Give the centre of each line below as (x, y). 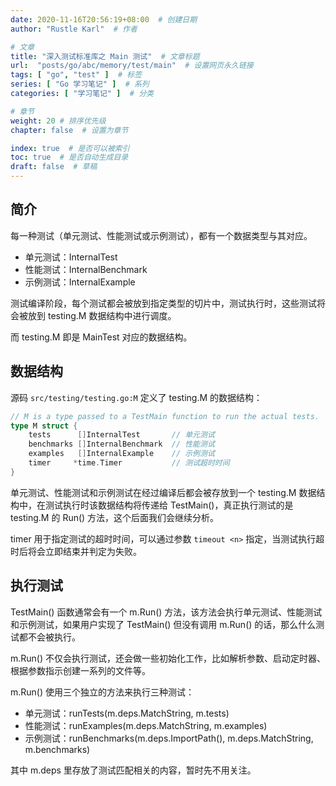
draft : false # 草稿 (54, 167)
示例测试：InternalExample (80, 282)
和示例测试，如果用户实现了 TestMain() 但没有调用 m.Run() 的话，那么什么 (163, 624)
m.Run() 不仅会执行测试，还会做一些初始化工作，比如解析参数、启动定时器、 (168, 658)
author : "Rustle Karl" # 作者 (74, 29)
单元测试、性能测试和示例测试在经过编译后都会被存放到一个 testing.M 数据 (163, 492)
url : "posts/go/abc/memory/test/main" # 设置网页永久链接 (132, 66)
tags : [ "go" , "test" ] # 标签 (76, 75)
